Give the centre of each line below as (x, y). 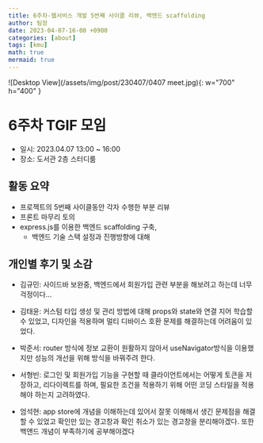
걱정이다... (36, 295)
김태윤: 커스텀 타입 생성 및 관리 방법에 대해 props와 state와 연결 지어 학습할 (136, 311)
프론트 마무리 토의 (47, 217)
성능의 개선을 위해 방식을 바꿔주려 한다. (95, 358)
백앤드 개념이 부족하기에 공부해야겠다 (77, 431)
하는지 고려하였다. (62, 395)
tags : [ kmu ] (28, 45)
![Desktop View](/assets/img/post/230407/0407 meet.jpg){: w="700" (122, 82)
